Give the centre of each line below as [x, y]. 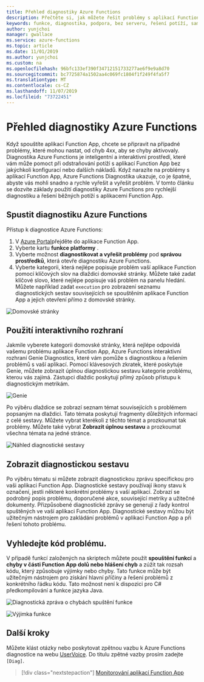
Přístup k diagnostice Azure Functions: [55, 230]
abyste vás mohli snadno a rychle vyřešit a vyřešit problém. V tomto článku [100, 183]
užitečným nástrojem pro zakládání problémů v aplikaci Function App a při [99, 518]
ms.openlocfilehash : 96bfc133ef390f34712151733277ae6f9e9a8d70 [88, 69]
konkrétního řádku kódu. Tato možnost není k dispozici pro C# [84, 584]
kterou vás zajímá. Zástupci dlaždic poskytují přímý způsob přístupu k [93, 378]
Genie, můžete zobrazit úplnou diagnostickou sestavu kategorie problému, [100, 371]
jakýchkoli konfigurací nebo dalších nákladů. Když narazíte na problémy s [98, 170]
